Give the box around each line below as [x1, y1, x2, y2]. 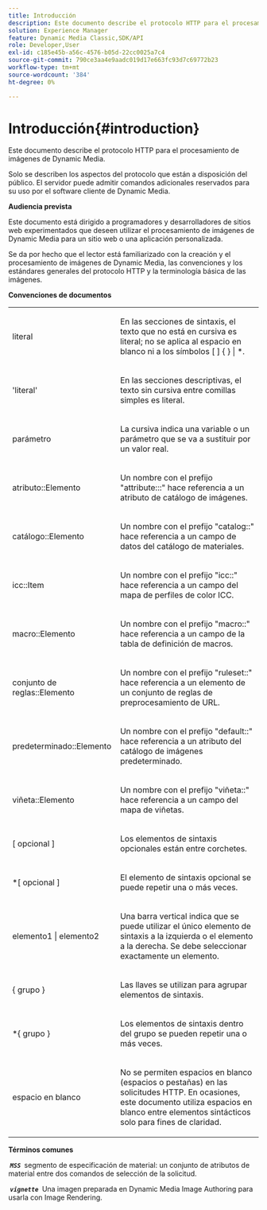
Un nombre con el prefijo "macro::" [120, 618, 250, 629]
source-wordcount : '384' [8, 71, 91, 79]
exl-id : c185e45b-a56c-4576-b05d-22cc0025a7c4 [8, 49, 165, 56]
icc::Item [12, 580, 44, 591]
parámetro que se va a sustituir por [120, 434, 251, 445]
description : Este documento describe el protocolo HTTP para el [8, 19, 229, 27]
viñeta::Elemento [12, 795, 75, 806]
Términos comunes [8, 1145, 74, 1154]
